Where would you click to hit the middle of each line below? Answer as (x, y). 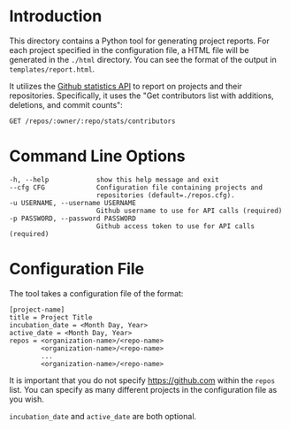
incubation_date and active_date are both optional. (103, 416)
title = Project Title (51, 317)
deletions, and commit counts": (66, 104)
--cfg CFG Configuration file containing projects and (136, 188)
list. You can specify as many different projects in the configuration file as (143, 389)
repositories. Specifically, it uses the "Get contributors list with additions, (141, 96)
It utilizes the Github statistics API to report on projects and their (126, 86)
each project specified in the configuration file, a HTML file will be (129, 50)
